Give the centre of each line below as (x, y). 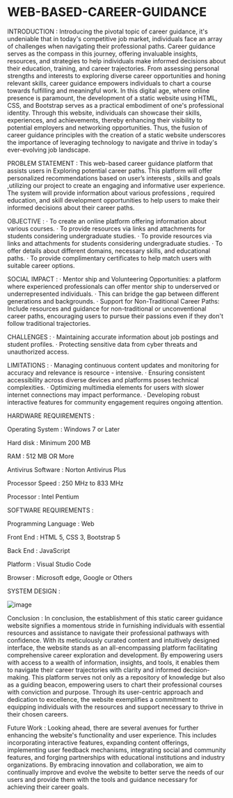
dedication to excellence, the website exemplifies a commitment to (103, 699)
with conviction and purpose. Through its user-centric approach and (105, 692)
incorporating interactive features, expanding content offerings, (98, 742)
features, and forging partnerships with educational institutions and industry (116, 757)
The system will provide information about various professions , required (111, 193)
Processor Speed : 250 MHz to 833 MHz (65, 483)
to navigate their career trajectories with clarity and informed (94, 670)
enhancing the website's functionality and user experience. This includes (112, 735)
